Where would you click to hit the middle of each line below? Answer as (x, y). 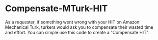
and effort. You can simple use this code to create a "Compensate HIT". (77, 32)
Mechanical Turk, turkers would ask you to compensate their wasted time (79, 27)
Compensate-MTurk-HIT (56, 9)
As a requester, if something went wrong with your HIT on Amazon (72, 22)
